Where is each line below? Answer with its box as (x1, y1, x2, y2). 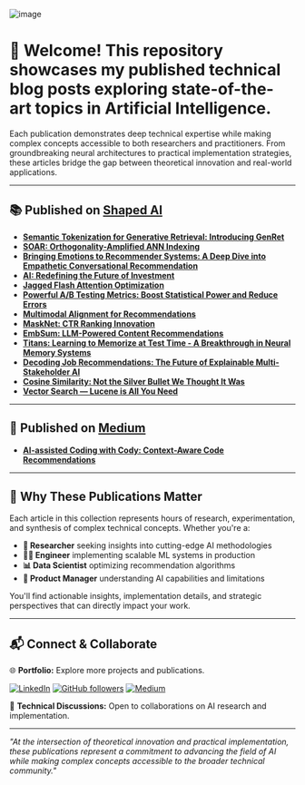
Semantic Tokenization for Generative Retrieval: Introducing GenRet (22, 231, 285, 242)
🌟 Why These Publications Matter (9, 488, 202, 504)
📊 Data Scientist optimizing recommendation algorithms (22, 560, 236, 571)
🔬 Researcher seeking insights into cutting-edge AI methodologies (22, 540, 272, 551)
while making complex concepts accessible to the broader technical (9, 756, 265, 767)
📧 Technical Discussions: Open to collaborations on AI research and (9, 701, 267, 711)
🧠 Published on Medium (9, 420, 146, 436)
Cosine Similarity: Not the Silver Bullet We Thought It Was (22, 376, 245, 387)
